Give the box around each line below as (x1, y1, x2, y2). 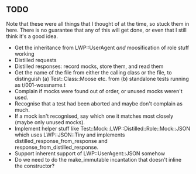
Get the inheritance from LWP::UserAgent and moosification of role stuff (14, 44, 189, 51)
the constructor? (14, 162, 55, 169)
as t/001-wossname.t (14, 81, 66, 88)
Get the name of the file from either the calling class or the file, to (14, 69, 172, 76)
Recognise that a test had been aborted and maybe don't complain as (14, 100, 183, 107)
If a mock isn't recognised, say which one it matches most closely (14, 112, 174, 120)
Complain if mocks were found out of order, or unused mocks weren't (14, 87, 183, 94)
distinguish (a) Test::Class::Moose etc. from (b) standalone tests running (14, 75, 189, 82)
